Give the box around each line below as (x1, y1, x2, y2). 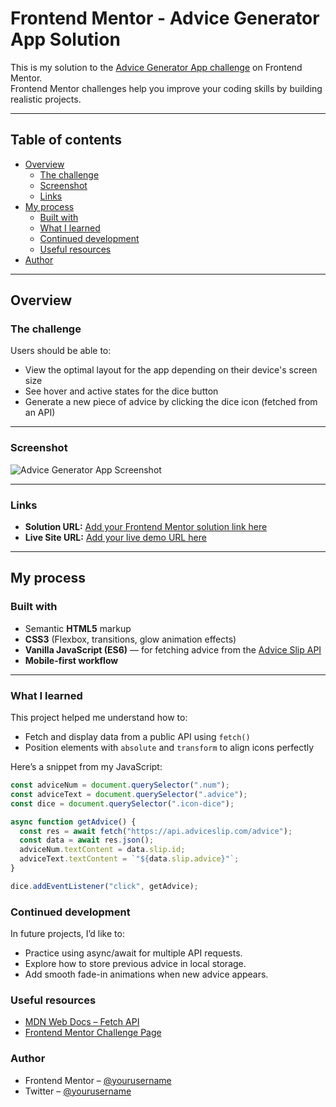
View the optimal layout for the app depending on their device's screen (24, 364, 318, 376)
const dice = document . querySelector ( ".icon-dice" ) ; (10, 798, 235, 809)
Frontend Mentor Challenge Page (24, 1027, 162, 1039)
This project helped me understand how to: (10, 712, 188, 724)
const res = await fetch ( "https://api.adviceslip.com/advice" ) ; (19, 826, 293, 836)
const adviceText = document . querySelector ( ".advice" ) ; (10, 789, 248, 799)
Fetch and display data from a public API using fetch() (24, 731, 251, 743)
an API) (24, 407, 56, 419)
